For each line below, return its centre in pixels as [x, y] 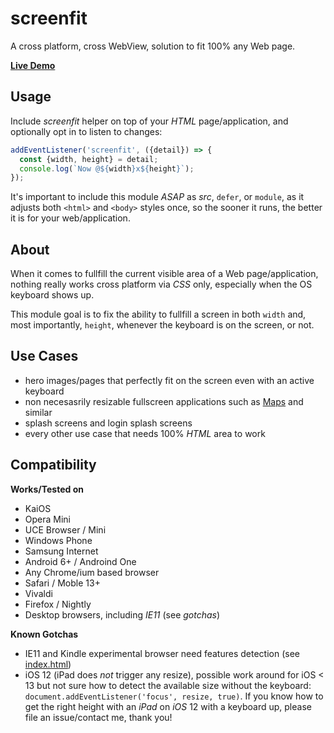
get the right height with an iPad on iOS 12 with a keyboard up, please [168, 706]
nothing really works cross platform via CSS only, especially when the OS [161, 284]
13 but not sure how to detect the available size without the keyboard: [168, 685]
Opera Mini [48, 519]
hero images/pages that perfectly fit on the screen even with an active [169, 380]
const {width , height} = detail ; [89, 159]
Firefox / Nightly [58, 604]
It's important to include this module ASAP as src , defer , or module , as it [157, 197]
